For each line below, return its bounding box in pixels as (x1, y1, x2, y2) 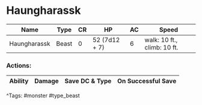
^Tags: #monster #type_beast (6, 92, 80, 100)
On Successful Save (117, 77, 177, 85)
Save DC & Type (64, 77, 112, 85)
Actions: (6, 61, 32, 69)
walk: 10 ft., (144, 36, 178, 44)
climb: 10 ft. (144, 43, 179, 51)
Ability (9, 77, 29, 85)
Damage (34, 77, 59, 85)
